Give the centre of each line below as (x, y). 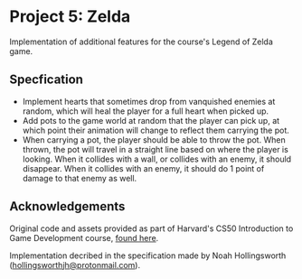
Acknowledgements (67, 206)
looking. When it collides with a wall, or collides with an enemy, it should (157, 159)
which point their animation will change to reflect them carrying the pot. (156, 130)
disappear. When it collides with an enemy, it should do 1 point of (143, 168)
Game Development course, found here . (84, 237)
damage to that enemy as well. (80, 178)
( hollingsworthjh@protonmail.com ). (75, 265)
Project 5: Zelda (70, 17)
